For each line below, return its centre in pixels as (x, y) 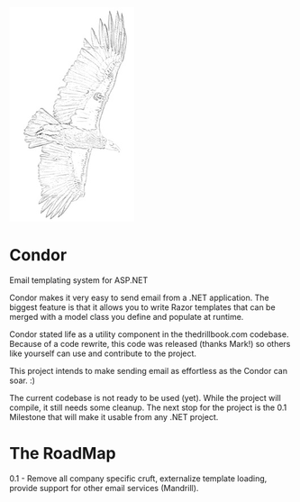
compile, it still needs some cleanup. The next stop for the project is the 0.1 (148, 407)
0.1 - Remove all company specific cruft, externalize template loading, (138, 478)
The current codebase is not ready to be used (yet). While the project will (145, 397)
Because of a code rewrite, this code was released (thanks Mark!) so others (150, 343)
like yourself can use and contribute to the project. (103, 353)
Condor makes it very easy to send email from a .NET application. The (139, 297)
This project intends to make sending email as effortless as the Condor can (149, 370)
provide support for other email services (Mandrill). (104, 488)
